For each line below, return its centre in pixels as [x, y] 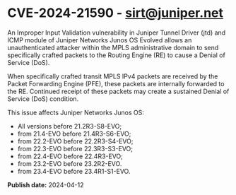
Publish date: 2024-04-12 [46, 184]
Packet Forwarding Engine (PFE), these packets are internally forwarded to [116, 83]
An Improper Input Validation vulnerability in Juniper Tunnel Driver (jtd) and [117, 32]
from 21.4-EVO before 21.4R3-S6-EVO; [74, 134]
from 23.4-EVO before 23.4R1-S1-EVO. [74, 171]
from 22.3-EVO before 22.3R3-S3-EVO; [75, 148]
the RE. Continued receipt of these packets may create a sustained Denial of [118, 91]
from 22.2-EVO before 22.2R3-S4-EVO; [75, 141]
